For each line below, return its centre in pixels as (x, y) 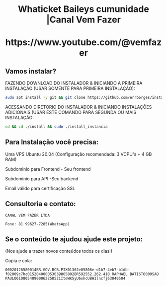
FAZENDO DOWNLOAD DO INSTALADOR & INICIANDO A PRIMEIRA (74, 83)
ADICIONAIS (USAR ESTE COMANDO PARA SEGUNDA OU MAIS (71, 112)
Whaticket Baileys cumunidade (83, 9)
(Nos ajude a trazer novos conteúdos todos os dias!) (59, 251)
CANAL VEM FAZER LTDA (28, 215)
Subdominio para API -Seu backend (42, 179)
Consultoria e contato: (41, 204)
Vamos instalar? (31, 71)
